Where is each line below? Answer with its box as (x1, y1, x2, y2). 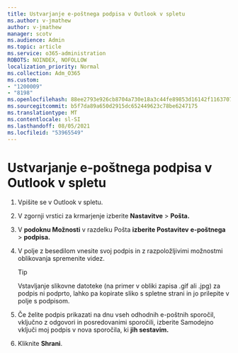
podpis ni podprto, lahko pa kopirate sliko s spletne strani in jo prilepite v (17, 289, 229, 298)
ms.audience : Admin (7, 37, 65, 44)
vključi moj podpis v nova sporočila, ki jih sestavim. (17, 325, 169, 334)
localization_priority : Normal (7, 63, 100, 70)
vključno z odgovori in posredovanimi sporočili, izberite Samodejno (17, 318, 214, 327)
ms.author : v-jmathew (7, 17, 72, 24)
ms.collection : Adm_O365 (7, 69, 81, 77)
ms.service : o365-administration (7, 50, 106, 57)
